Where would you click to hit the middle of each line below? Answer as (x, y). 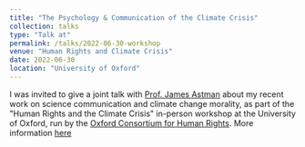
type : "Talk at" (40, 34)
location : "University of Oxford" (75, 69)
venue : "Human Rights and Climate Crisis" (91, 52)
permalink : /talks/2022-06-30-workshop (85, 43)
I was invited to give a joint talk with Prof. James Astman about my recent (147, 94)
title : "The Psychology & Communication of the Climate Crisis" (134, 18)
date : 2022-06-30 (42, 60)
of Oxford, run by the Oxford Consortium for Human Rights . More (132, 122)
